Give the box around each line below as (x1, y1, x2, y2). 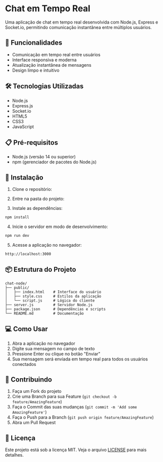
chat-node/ (5, 281, 27, 286)
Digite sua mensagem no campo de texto (12, 345, 95, 351)
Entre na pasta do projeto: (12, 196, 65, 202)
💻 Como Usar (5, 325, 48, 334)
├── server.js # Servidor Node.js (5, 302, 93, 307)
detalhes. (5, 452, 24, 458)
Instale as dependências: (12, 205, 62, 211)
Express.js (12, 103, 33, 108)
